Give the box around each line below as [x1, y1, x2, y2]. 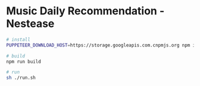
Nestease [6, 17, 55, 30]
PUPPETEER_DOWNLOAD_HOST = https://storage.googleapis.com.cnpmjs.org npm [6, 42, 190, 48]
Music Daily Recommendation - [6, 4, 165, 18]
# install [6, 36, 31, 42]
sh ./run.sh [6, 75, 36, 81]
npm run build [6, 59, 42, 64]
